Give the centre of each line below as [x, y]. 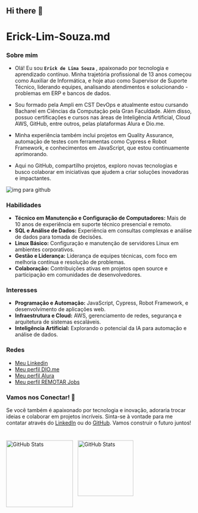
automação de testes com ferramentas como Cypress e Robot [91, 141]
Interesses [22, 290]
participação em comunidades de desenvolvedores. [78, 275]
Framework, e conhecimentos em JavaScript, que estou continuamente [102, 148]
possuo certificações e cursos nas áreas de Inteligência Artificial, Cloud [103, 117]
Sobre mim [22, 55]
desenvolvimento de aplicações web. [60, 309]
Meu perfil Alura [34, 375]
